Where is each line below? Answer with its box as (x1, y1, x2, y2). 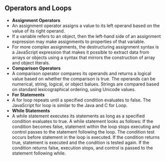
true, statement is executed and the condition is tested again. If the (11, 139, 150, 145)
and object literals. (11, 59, 50, 65)
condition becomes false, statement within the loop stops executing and (11, 123, 160, 129)
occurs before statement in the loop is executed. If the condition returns (11, 134, 160, 140)
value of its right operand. (11, 27, 65, 34)
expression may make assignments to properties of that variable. (11, 38, 146, 44)
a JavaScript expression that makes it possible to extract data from (11, 49, 150, 55)
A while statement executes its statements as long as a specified (11, 112, 145, 119)
